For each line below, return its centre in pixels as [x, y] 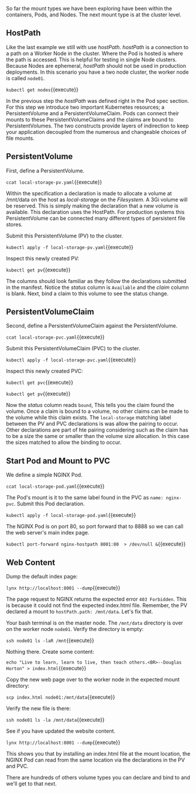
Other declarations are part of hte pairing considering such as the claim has [97, 430]
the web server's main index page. [48, 533]
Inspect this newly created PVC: [44, 371]
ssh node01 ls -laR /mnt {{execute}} [50, 640]
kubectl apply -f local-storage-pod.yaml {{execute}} [71, 515]
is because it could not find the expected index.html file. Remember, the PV [97, 605]
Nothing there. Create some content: [50, 652]
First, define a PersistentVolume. [45, 170]
